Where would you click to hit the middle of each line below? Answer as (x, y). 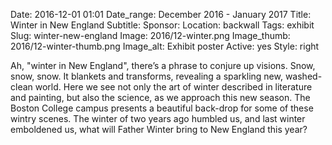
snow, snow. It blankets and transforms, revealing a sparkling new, (146, 76)
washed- (303, 76)
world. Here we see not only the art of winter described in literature (173, 87)
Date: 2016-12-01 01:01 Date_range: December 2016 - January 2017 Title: (161, 14)
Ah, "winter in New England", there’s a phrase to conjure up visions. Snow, (163, 65)
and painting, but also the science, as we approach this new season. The (160, 97)
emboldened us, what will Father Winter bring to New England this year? (159, 129)
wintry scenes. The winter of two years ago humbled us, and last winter (158, 118)
